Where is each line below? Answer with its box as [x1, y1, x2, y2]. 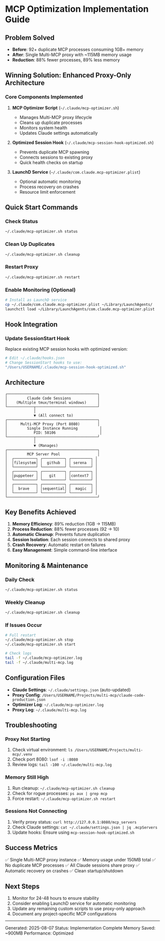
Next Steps [5, 882, 40, 891]
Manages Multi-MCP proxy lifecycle [19, 114, 92, 120]
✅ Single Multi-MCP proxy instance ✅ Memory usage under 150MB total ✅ [5, 856, 156, 862]
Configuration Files [5, 674, 65, 682]
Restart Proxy [5, 264, 38, 270]
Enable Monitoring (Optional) [5, 286, 76, 293]
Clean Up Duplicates [5, 241, 55, 248]
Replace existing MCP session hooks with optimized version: [5, 346, 128, 352]
